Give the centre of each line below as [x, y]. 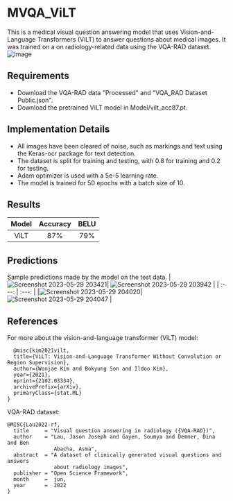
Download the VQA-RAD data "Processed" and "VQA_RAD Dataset [112, 92]
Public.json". [35, 100]
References [33, 321]
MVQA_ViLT [42, 13]
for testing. [33, 168]
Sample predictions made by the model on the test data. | [89, 277]
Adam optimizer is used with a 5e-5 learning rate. [88, 176]
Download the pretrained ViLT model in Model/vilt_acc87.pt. [102, 107]
